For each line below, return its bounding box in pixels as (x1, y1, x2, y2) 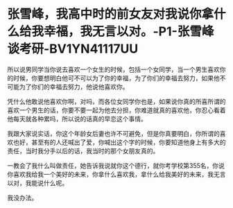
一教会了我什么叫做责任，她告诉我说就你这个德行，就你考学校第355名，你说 (7, 161, 225, 170)
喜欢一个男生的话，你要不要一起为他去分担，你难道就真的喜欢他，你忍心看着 (7, 105, 226, 114)
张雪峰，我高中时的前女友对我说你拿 (7, 6, 214, 22)
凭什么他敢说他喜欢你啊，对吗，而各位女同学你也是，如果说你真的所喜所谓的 (7, 97, 226, 105)
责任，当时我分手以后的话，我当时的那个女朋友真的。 (7, 146, 159, 155)
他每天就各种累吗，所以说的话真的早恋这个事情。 (7, 114, 147, 123)
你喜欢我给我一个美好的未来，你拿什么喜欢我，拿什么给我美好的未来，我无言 (7, 170, 226, 178)
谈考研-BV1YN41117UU (7, 41, 139, 57)
